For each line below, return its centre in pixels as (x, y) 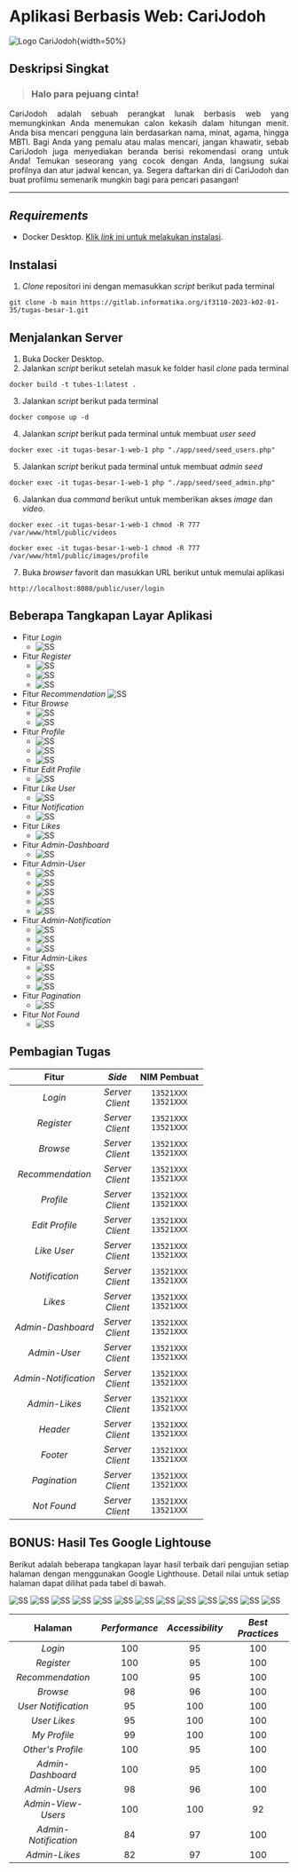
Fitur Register (47, 656)
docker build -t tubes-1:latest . (73, 385)
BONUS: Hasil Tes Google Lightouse (110, 1543)
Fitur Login (42, 637)
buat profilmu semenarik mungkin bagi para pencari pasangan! (124, 179)
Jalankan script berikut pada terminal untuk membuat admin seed (142, 467)
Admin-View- (53, 1804)
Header (55, 1429)
